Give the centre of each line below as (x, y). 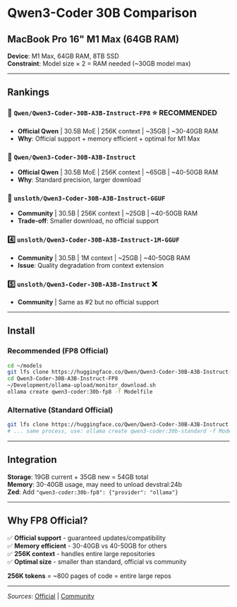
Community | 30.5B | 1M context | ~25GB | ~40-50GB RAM (104, 258)
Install (21, 331)
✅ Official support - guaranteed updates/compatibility (86, 538)
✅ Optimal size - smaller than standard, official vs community (97, 561)
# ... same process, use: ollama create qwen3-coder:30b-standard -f (112, 431)
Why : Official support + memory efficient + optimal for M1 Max (109, 139)
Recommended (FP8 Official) (58, 351)
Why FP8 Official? (48, 521)
